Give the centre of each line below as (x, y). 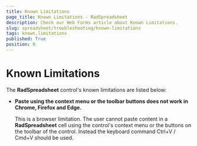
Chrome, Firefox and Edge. (48, 107)
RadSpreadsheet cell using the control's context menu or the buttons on (103, 125)
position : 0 (21, 45)
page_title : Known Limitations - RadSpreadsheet (67, 17)
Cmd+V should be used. (44, 137)
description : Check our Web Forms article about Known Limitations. (92, 22)
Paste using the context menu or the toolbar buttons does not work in (101, 101)
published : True (26, 39)
